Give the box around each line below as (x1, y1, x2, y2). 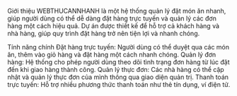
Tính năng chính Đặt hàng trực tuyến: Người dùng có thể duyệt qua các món (7, 43, 230, 51)
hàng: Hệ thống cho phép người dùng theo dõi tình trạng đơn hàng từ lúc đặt (7, 58, 230, 66)
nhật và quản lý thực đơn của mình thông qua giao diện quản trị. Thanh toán (7, 73, 229, 81)
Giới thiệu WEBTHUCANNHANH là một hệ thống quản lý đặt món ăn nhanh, (7, 7, 226, 15)
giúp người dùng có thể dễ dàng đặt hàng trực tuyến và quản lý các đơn (7, 14, 217, 23)
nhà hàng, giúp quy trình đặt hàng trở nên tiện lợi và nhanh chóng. (7, 29, 200, 37)
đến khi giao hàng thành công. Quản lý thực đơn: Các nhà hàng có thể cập (7, 66, 224, 73)
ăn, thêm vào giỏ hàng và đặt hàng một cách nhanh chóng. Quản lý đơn (7, 50, 216, 59)
